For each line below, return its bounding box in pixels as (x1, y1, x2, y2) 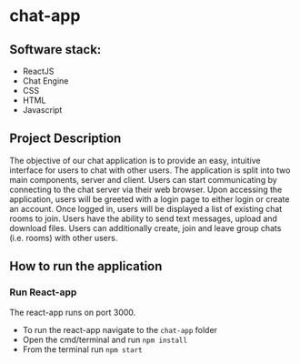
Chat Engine (22, 76, 69, 86)
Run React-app (9, 286, 77, 298)
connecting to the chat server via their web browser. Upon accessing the (9, 184, 283, 195)
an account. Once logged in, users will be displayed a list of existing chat (9, 203, 283, 214)
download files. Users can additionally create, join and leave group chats (9, 222, 282, 233)
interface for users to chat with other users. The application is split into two (9, 165, 291, 176)
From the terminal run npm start (22, 343, 143, 355)
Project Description (9, 131, 122, 147)
